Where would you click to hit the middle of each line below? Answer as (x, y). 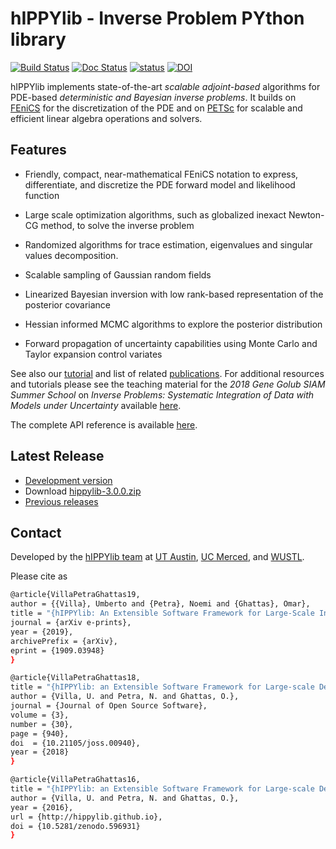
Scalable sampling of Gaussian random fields (118, 274)
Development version (68, 480)
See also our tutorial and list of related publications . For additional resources (167, 373)
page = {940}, (40, 733)
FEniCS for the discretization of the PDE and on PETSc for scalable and (156, 108)
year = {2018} (40, 752)
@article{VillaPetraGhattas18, (75, 678)
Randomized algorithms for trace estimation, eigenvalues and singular (168, 244)
